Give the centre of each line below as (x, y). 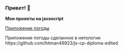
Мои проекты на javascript (34, 19)
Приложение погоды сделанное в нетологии (53, 38)
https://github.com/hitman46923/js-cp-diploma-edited (62, 43)
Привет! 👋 (18, 8)
